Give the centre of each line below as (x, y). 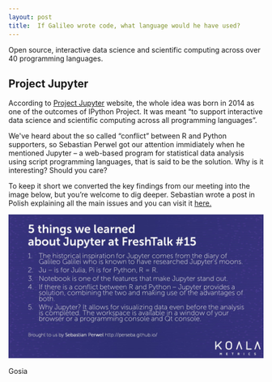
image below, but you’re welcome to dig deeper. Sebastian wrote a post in (132, 195)
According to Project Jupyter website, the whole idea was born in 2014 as (132, 103)
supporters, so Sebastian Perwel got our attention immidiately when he (127, 145)
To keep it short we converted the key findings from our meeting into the (130, 186)
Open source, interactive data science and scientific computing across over (134, 49)
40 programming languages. (56, 58)
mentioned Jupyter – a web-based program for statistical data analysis (126, 153)
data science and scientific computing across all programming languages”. (133, 121)
